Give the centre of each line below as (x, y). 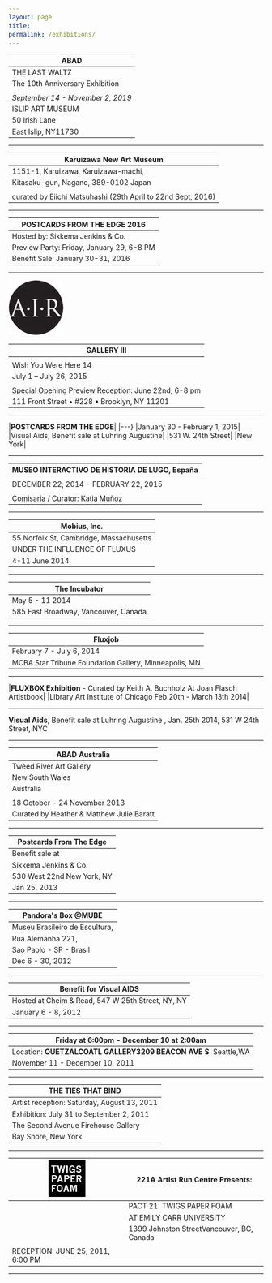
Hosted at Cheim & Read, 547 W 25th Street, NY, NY (100, 1001)
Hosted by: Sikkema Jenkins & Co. (69, 236)
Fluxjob (106, 639)
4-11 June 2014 (40, 561)
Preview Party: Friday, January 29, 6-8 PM (83, 248)
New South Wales (41, 777)
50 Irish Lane (34, 120)
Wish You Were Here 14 (52, 364)
